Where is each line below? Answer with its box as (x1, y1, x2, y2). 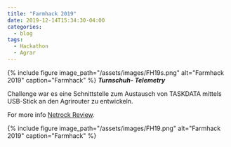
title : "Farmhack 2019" (7, 10, 77, 17)
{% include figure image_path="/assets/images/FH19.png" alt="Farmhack (7, 124, 221, 132)
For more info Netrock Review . (7, 110, 95, 119)
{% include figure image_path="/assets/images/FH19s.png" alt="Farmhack (7, 68, 225, 77)
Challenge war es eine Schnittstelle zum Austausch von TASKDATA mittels (7, 89, 223, 98)
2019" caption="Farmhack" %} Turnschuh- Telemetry (7, 76, 166, 84)
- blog (13, 29, 33, 37)
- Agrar (13, 50, 37, 57)
